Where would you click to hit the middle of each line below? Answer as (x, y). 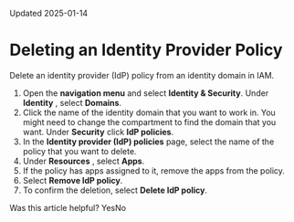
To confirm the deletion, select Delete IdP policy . (115, 190)
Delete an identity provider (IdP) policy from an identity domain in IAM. (142, 75)
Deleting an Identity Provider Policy (146, 50)
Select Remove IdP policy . (73, 180)
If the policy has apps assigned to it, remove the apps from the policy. (154, 170)
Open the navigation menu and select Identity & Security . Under (146, 93)
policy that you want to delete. (79, 151)
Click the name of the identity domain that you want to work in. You (149, 112)
